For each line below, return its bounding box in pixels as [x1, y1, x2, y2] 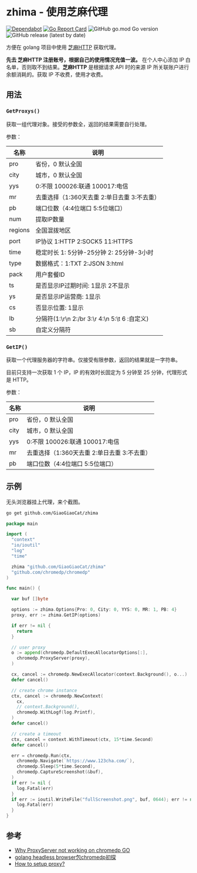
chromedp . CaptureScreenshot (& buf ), [16, 769, 104, 775]
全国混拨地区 [35, 226, 72, 234]
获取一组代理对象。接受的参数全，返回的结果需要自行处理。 [6, 120, 150, 127]
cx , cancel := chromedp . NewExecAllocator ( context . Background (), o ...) [11, 672, 188, 677]
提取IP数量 [35, 215, 64, 223]
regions [9, 226, 30, 234]
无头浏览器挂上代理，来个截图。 [6, 498, 83, 505]
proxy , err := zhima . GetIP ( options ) [11, 612, 101, 619]
